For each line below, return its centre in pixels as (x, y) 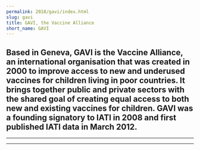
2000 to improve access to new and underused (96, 71)
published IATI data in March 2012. (72, 126)
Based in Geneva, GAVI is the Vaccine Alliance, (95, 52)
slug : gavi (20, 17)
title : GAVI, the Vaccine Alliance (50, 23)
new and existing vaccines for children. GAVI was (100, 108)
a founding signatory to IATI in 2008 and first (91, 118)
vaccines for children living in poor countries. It (96, 80)
